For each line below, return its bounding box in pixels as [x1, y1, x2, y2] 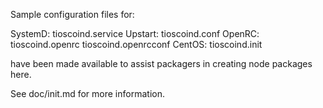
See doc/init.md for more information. [10, 88, 165, 99]
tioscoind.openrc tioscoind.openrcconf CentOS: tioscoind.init [10, 39, 263, 50]
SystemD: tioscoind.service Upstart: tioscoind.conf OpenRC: [10, 28, 260, 39]
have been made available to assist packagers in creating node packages [10, 58, 313, 69]
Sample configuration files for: [10, 9, 135, 20]
